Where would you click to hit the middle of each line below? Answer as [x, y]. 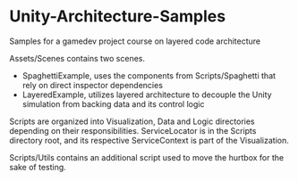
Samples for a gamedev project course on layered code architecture [135, 41]
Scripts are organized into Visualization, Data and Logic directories [132, 121]
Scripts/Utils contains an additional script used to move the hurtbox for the [147, 157]
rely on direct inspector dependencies [93, 85]
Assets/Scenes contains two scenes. [77, 58]
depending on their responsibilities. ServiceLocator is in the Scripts [133, 130]
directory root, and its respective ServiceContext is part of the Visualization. [149, 140]
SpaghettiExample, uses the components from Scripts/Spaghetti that [149, 75]
